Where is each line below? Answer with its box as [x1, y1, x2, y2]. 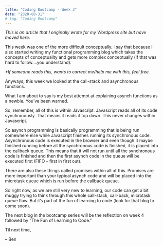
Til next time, [5, 227, 31, 233]
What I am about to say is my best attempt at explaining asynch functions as [5, 93, 158, 99]
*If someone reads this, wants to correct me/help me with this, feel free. [5, 69, 150, 75]
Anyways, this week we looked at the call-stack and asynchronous [5, 78, 139, 84]
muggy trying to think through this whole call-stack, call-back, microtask [5, 193, 151, 198]
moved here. [5, 35, 31, 40]
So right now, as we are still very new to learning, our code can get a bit [5, 188, 149, 193]
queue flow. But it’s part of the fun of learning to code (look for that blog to [5, 198, 155, 204]
